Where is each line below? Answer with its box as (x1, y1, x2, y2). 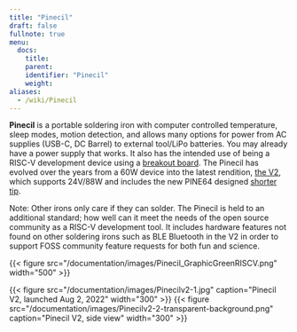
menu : (9, 37, 29, 47)
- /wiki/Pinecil (17, 95, 77, 105)
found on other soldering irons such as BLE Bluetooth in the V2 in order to (9, 232, 279, 242)
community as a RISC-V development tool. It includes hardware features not (9, 222, 286, 233)
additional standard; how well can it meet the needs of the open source (9, 212, 270, 223)
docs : (17, 46, 38, 55)
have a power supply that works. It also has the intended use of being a (9, 148, 270, 159)
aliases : (9, 87, 42, 96)
